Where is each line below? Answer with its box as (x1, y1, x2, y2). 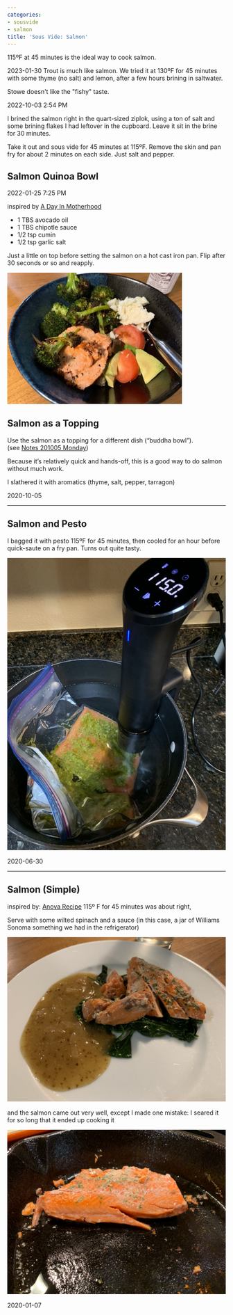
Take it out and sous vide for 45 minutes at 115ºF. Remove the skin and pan (7, 143, 221, 151)
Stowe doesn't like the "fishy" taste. (7, 88, 110, 96)
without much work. (7, 464, 64, 472)
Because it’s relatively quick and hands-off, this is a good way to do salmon (7, 456, 223, 465)
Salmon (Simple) (7, 884, 80, 895)
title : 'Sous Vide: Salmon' (7, 33, 89, 40)
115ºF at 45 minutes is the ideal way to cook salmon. (7, 53, 157, 62)
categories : (7, 11, 42, 18)
